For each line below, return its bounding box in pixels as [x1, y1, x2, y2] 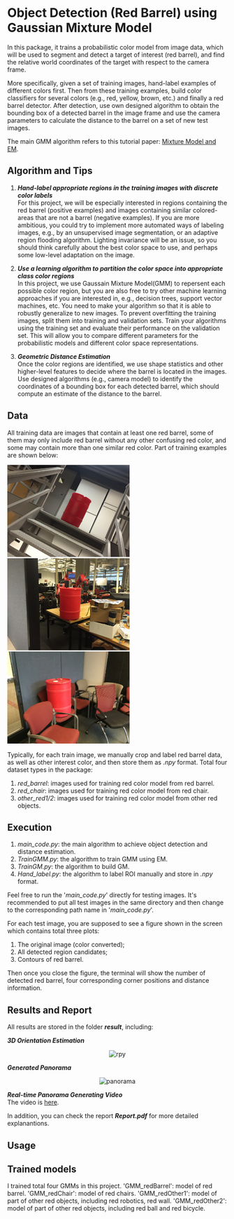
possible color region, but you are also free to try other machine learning [17, 286, 227, 295]
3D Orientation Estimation [7, 1036, 85, 1045]
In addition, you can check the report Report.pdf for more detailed [7, 1112, 199, 1120]
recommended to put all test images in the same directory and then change [7, 899, 224, 907]
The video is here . [7, 1098, 59, 1107]
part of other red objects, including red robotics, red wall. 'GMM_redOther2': [7, 1197, 227, 1205]
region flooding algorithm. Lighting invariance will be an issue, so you [17, 236, 217, 244]
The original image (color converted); [17, 941, 125, 949]
